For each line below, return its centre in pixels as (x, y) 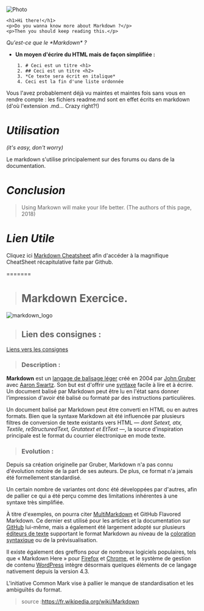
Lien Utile (30, 239)
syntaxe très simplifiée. (35, 502)
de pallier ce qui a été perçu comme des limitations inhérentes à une (92, 496)
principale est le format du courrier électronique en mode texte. (86, 435)
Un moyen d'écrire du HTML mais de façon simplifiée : (85, 54)
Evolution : (37, 451)
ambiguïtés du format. (34, 590)
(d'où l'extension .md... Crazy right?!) (53, 106)
